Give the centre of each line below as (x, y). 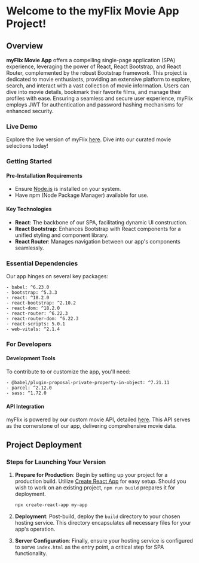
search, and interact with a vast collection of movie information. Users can (98, 86)
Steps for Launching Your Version (56, 462)
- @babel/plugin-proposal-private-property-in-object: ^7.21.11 (88, 383)
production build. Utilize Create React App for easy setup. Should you (100, 481)
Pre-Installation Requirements (44, 175)
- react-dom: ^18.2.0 (33, 308)
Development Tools (31, 358)
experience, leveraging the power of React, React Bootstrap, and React (94, 66)
